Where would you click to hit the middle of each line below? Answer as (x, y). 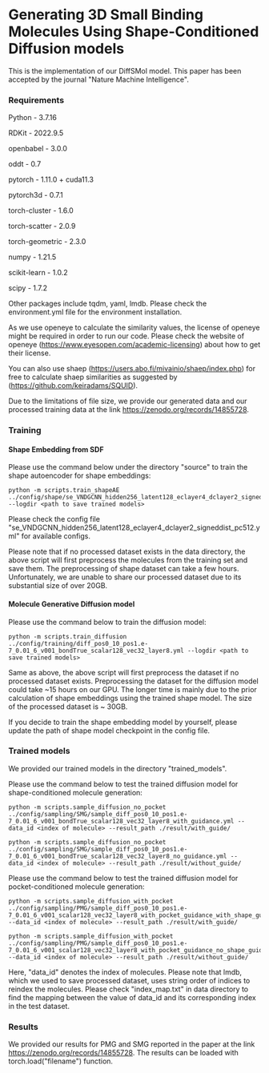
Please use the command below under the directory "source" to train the (128, 467)
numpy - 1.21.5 (32, 257)
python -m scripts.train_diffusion (68, 637)
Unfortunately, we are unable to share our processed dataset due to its (125, 577)
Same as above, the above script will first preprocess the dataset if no (124, 672)
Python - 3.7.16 (33, 118)
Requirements (36, 100)
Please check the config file (54, 519)
